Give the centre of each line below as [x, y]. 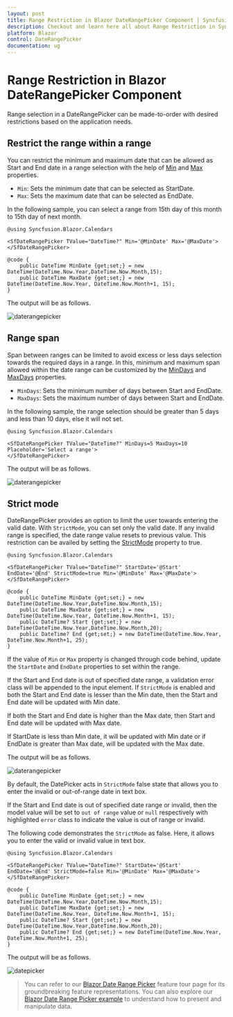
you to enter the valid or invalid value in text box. [77, 841]
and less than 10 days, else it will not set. [65, 419]
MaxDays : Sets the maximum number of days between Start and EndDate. [121, 398]
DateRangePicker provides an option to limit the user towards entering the [113, 521]
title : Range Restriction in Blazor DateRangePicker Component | [103, 20]
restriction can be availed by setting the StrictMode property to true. [105, 543]
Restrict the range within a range [79, 143]
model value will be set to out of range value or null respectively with [107, 812]
